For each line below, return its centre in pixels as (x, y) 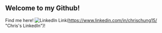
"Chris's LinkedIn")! (25, 25)
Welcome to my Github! (42, 8)
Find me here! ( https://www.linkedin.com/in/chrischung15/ (81, 20)
